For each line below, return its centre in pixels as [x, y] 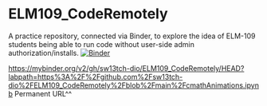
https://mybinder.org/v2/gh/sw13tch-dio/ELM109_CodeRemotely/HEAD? [126, 68]
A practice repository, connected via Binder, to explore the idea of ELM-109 [132, 36]
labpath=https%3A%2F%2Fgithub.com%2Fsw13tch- [96, 77]
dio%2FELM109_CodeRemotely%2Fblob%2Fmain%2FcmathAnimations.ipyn [133, 85]
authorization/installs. [44, 53]
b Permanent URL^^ [40, 93]
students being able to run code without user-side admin [102, 44]
